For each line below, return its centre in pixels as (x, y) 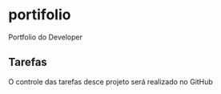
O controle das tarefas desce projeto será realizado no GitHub (111, 81)
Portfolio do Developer (45, 37)
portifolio (40, 15)
